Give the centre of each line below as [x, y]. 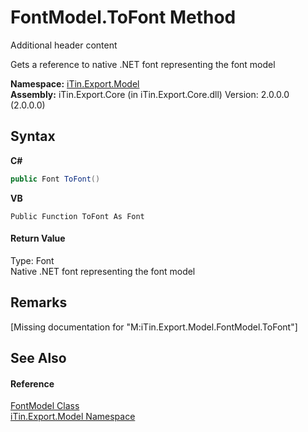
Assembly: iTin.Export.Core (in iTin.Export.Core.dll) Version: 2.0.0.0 [150, 94]
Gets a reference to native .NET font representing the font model [143, 64]
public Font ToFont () [55, 179]
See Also [38, 358]
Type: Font [32, 260]
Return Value [38, 238]
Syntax [33, 136]
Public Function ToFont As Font [77, 216]
